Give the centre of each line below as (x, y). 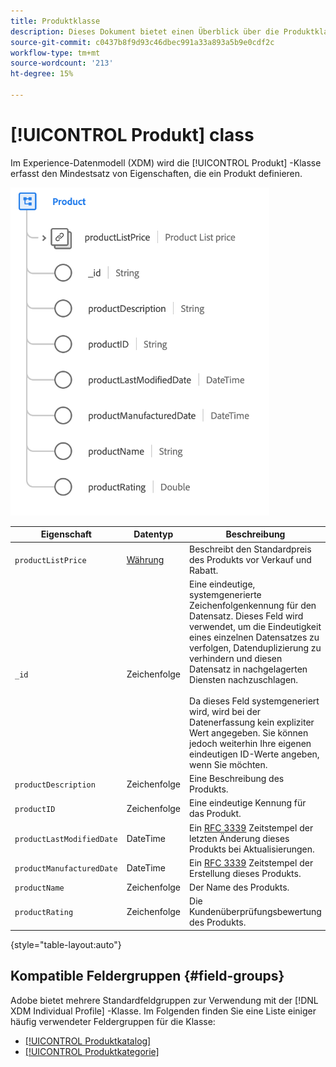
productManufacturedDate (66, 869)
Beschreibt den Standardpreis (250, 549)
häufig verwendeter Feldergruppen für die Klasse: (113, 1021)
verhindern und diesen (236, 658)
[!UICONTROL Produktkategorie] (92, 1051)
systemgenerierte (225, 594)
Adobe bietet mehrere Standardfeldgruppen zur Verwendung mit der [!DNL (164, 1000)
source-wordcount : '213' (62, 63)
